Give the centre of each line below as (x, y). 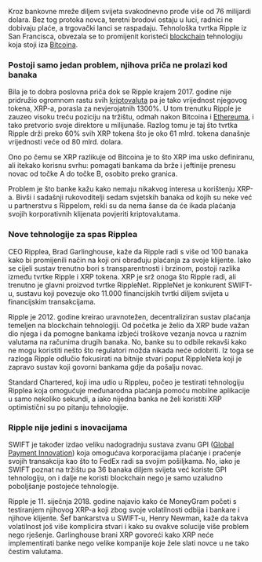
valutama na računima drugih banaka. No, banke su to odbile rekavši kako (127, 341)
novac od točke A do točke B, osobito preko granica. (93, 174)
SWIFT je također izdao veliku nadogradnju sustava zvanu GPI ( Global (121, 444)
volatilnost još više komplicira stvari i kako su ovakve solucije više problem (129, 526)
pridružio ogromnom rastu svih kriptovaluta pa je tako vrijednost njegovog (127, 100)
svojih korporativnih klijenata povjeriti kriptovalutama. (94, 214)
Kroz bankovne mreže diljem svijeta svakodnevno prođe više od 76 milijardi (129, 11)
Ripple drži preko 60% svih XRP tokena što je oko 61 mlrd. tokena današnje (129, 133)
